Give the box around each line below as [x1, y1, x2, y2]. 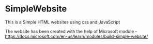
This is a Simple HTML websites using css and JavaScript [5, 19, 120, 25]
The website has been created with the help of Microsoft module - [5, 28, 137, 34]
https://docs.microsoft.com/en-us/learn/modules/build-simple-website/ [5, 33, 148, 39]
